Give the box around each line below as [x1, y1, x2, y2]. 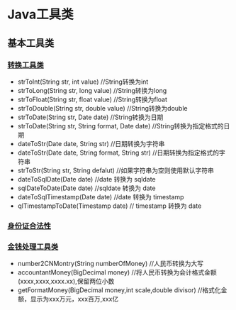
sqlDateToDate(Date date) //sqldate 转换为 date [17, 184, 156, 192]
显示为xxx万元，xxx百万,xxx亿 [30, 295, 119, 304]
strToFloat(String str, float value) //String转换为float [17, 95, 168, 104]
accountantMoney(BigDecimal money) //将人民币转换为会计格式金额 [17, 268, 218, 277]
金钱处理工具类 [7, 242, 59, 252]
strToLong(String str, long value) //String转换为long [17, 86, 167, 94]
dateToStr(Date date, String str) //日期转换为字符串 [17, 139, 165, 148]
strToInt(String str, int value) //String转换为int [17, 77, 149, 86]
